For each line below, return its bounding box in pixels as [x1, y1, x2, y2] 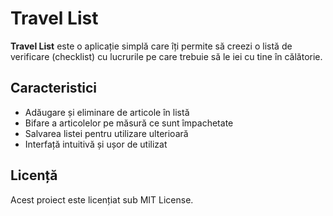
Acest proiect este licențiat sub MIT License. [10, 193, 194, 206]
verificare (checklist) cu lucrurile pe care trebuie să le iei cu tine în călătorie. [10, 50, 323, 62]
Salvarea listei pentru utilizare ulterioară [24, 127, 189, 139]
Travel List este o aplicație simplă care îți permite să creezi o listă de [10, 40, 293, 52]
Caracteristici [10, 80, 98, 97]
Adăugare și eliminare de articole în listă [24, 106, 190, 118]
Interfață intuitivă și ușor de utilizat [24, 138, 168, 150]
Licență [10, 167, 58, 184]
